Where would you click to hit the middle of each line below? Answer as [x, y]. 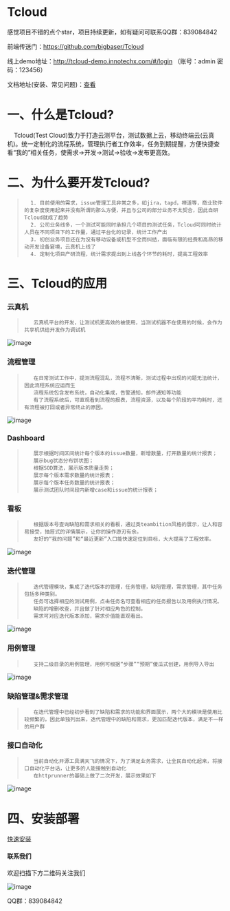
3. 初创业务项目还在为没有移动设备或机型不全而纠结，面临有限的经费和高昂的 [124, 239]
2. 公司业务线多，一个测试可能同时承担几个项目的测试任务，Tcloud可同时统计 [126, 224]
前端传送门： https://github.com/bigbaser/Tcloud [76, 46]
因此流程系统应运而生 [49, 385]
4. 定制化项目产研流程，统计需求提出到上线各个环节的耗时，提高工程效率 [119, 254]
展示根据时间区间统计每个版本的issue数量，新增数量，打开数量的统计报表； [125, 453]
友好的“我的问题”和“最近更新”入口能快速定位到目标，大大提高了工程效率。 [124, 539]
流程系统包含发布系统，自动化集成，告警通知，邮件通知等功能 [107, 392]
